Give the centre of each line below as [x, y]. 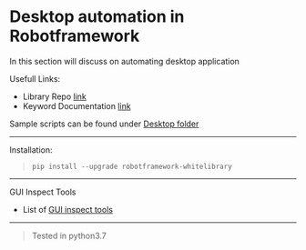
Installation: [31, 150]
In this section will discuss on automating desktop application [124, 61]
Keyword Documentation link [76, 105]
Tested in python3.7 [69, 235]
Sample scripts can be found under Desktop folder [104, 124]
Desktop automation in [97, 17]
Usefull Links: [35, 78]
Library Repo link [54, 96]
